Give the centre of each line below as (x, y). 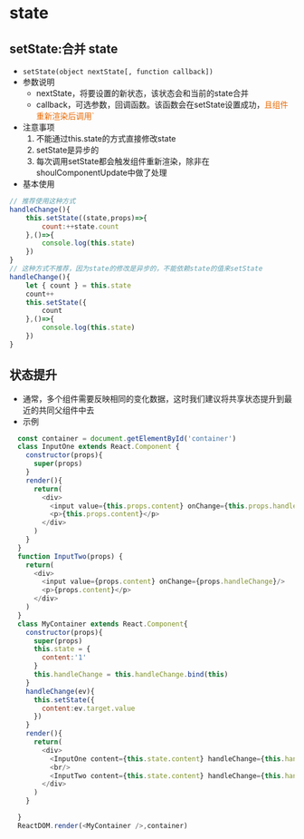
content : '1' (65, 658)
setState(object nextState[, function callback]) (118, 72)
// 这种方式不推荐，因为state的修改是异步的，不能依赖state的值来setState (136, 268)
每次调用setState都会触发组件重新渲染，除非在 (123, 161)
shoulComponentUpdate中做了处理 (101, 172)
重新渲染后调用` (65, 116)
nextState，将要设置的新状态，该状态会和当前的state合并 (142, 93)
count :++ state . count (81, 226)
